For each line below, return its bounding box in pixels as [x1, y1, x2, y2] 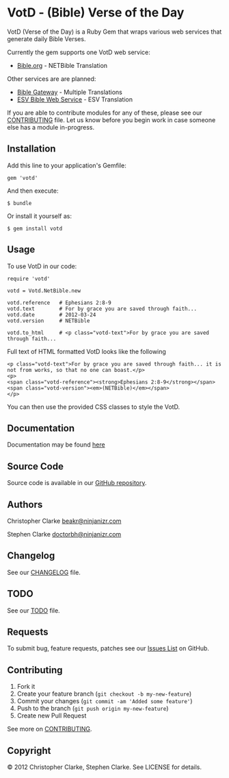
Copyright [7, 744, 51, 756]
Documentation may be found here [7, 440, 105, 449]
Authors [7, 499, 43, 510]
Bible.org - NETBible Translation [16, 61, 108, 69]
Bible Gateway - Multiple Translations [16, 88, 123, 96]
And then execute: [7, 187, 59, 195]
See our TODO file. [7, 606, 60, 615]
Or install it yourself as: [7, 211, 72, 220]
